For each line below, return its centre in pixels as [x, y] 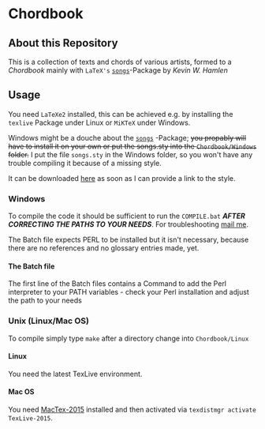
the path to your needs [45, 300]
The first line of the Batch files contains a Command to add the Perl [118, 284]
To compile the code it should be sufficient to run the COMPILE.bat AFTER [127, 216]
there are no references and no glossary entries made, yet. [104, 248]
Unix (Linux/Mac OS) [49, 321]
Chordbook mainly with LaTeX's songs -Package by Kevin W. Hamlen [118, 70]
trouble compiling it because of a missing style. [85, 163]
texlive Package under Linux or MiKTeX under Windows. [99, 122]
